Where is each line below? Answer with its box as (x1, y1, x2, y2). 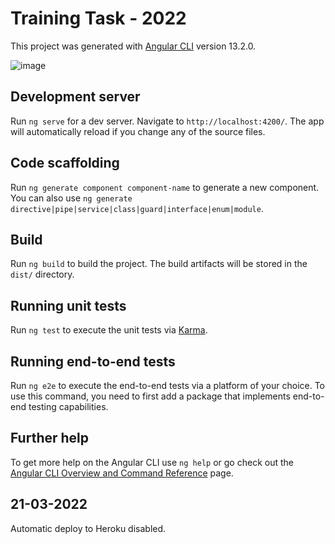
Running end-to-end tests (10, 353, 176, 370)
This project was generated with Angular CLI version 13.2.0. (10, 40, 257, 52)
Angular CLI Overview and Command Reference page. (10, 467, 234, 479)
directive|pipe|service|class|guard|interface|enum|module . (10, 202, 264, 214)
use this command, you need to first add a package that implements (10, 390, 291, 402)
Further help (10, 430, 90, 447)
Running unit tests (10, 297, 127, 314)
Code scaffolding (10, 155, 120, 172)
